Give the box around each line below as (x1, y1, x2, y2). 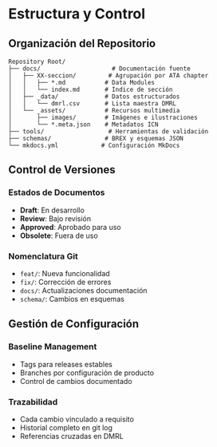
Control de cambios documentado (19, 376, 133, 386)
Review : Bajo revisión (19, 213, 92, 223)
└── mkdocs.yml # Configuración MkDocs (8, 141, 180, 149)
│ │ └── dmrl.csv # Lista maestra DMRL (8, 100, 177, 108)
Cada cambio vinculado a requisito (19, 414, 134, 424)
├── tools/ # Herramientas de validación (8, 128, 209, 136)
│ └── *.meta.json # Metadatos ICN (8, 121, 159, 129)
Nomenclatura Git (8, 251, 78, 262)
